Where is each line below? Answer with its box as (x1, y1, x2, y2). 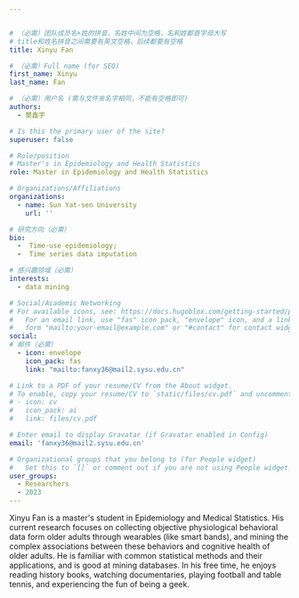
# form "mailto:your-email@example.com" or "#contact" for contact (9, 323, 273, 333)
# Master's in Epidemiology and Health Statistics (9, 160, 201, 169)
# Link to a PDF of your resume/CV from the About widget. (9, 381, 233, 390)
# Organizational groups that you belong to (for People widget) (9, 454, 256, 464)
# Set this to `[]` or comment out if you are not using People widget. (9, 463, 293, 472)
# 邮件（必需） (9, 340, 58, 349)
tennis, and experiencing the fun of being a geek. (9, 579, 190, 589)
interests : (9, 274, 50, 283)
